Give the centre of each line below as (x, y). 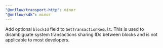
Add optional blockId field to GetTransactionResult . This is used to (75, 29)
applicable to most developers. (37, 40)
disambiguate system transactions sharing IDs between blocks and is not (81, 34)
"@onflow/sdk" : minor (28, 15)
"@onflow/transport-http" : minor (40, 10)
